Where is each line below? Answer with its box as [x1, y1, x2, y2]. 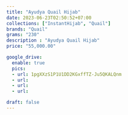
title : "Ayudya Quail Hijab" [6, 9, 81, 15]
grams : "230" [6, 32, 40, 38]
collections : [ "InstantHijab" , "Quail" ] [6, 20, 111, 26]
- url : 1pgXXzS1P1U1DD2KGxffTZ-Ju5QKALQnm [12, 71, 122, 77]
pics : [12, 65, 26, 72]
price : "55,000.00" [6, 43, 56, 50]
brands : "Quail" [6, 26, 48, 32]
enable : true [12, 59, 45, 66]
